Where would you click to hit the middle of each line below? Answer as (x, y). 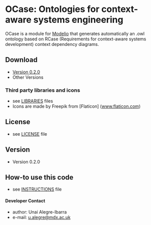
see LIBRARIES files (33, 101)
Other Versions (28, 77)
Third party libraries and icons (43, 90)
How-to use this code (39, 177)
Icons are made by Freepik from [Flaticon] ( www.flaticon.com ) (76, 106)
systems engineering (78, 20)
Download (21, 60)
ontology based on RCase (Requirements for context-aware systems (76, 39)
